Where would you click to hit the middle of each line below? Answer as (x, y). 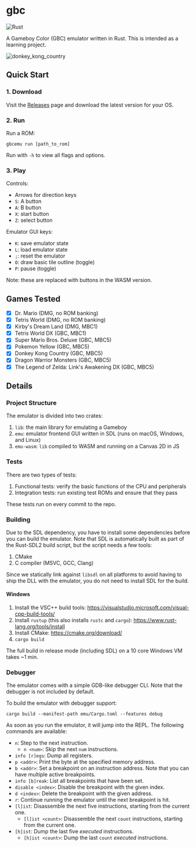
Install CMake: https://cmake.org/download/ (68, 633)
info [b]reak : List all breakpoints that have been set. (79, 781)
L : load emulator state (41, 250)
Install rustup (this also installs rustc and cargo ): (73, 620)
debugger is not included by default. (50, 692)
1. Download (24, 92)
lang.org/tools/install (40, 627)
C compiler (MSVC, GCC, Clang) (54, 563)
